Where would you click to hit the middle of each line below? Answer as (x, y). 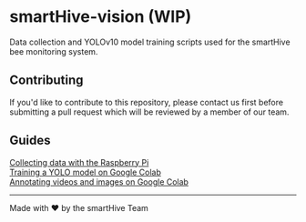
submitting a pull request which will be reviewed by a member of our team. (149, 112)
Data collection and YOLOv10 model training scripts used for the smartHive (150, 42)
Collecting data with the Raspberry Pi (79, 162)
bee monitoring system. (54, 51)
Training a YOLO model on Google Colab (85, 172)
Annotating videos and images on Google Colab (99, 182)
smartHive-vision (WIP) (101, 17)
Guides (31, 141)
